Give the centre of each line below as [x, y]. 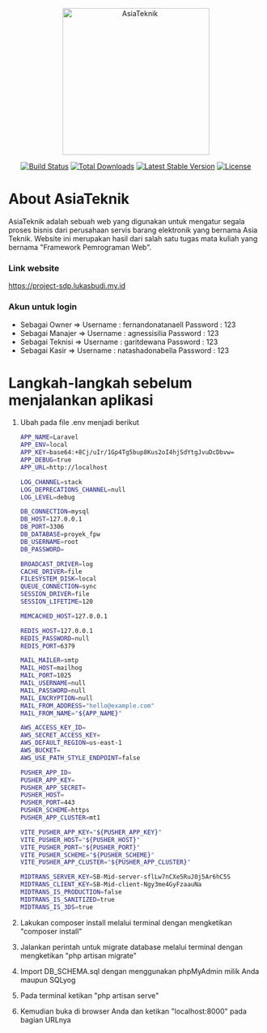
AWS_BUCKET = [40, 750]
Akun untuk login [43, 307]
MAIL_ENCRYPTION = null [56, 698]
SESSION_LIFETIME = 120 [56, 602]
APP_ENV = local [44, 445]
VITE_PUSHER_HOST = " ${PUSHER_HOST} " [80, 840]
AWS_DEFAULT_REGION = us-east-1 [71, 743]
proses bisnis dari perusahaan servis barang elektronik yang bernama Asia [133, 230]
